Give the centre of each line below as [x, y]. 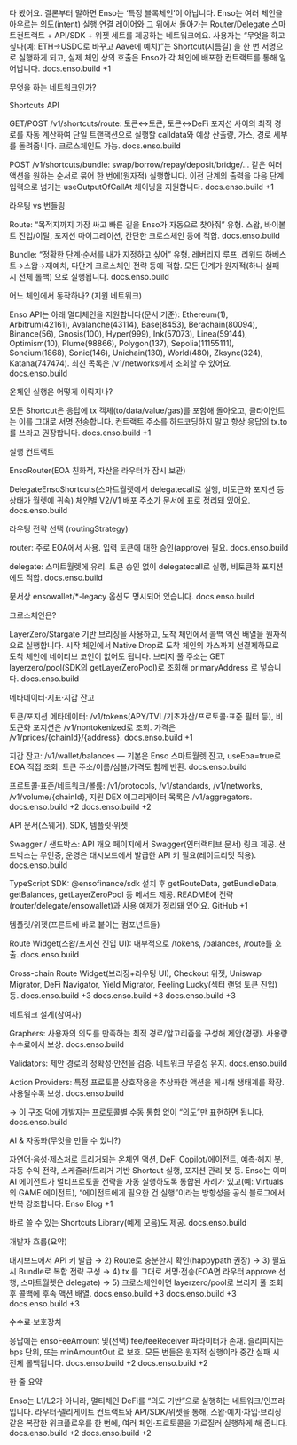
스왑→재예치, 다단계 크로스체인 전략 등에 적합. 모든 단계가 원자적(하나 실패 [152, 266]
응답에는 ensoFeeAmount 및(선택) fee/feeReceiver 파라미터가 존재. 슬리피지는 [146, 1341]
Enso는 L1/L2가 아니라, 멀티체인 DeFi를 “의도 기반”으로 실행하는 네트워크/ [137, 1401]
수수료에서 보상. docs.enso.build [66, 1044]
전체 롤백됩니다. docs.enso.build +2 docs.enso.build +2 [109, 1363]
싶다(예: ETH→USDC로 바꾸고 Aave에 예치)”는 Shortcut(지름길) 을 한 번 [134, 46]
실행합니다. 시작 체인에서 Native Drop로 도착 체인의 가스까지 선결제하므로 [152, 645]
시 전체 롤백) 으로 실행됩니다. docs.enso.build [90, 277]
